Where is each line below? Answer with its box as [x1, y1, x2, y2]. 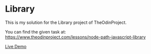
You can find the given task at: [5, 29, 66, 35]
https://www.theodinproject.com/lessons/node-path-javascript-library [5, 34, 146, 40]
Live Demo [5, 43, 27, 49]
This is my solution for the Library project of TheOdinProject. [5, 19, 127, 25]
